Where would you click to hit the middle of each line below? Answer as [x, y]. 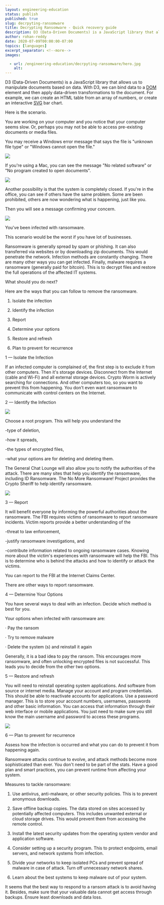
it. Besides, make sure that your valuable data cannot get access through [79, 892]
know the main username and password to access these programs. [73, 717]
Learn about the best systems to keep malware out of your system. [80, 877]
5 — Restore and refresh [30, 676]
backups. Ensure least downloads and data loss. [54, 897]
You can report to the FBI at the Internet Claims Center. [60, 576]
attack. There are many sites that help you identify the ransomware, [73, 473]
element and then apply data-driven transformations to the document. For [79, 93]
